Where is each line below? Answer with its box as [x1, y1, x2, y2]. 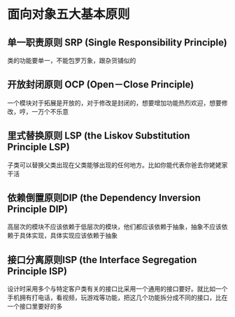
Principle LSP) [7, 141, 70, 153]
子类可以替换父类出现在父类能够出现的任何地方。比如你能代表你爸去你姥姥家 [7, 160, 228, 169]
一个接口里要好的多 [7, 302, 63, 311]
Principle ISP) [7, 265, 68, 277]
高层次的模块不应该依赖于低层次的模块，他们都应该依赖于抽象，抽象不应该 [7, 223, 222, 231]
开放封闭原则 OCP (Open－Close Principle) [7, 78, 194, 91]
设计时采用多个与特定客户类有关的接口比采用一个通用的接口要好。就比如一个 [7, 285, 228, 293]
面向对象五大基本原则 [7, 6, 131, 22]
